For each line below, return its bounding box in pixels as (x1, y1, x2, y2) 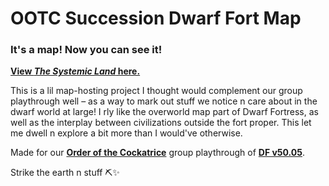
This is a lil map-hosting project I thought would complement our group (10, 85, 303, 97)
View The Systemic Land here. (10, 65, 141, 77)
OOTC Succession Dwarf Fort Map (10, 7, 302, 30)
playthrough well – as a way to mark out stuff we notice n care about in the (10, 95, 318, 107)
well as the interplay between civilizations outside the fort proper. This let (10, 117, 312, 129)
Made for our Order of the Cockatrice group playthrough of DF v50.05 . (10, 147, 306, 159)
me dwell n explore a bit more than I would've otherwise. (10, 127, 243, 139)
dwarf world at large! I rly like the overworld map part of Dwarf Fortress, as (10, 106, 319, 118)
